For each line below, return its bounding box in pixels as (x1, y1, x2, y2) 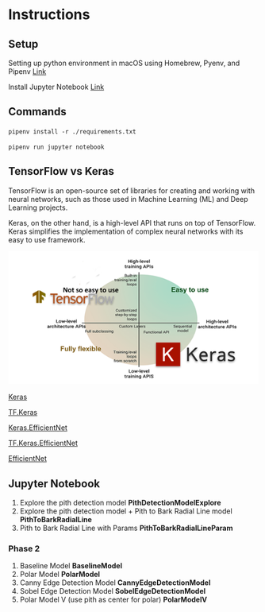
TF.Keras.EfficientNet (8, 439, 78, 448)
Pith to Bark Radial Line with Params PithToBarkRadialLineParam (19, 523, 233, 533)
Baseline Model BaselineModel (19, 561, 123, 571)
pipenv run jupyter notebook (8, 143, 105, 151)
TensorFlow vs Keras (8, 165, 115, 178)
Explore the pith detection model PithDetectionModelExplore (19, 498, 221, 508)
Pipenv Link (8, 67, 47, 76)
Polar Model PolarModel (19, 570, 101, 579)
